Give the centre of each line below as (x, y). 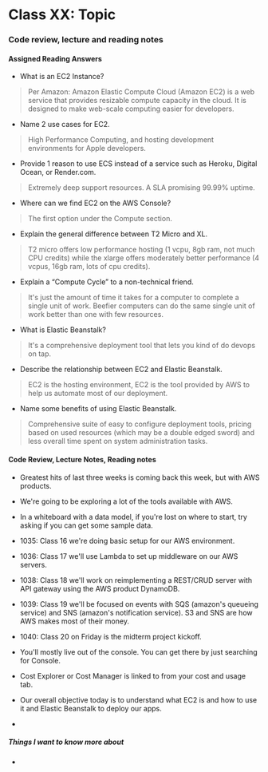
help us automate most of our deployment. (98, 394)
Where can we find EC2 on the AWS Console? (95, 203)
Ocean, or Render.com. (58, 172)
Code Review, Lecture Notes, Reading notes (83, 459)
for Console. (40, 660)
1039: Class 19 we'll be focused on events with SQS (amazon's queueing (139, 604)
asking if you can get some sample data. (86, 525)
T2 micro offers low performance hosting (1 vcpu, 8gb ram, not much (141, 250)
